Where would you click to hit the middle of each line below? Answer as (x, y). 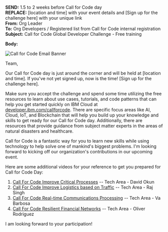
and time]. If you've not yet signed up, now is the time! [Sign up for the (78, 78)
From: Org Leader (24, 23)
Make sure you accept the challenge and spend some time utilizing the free (83, 94)
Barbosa (21, 203)
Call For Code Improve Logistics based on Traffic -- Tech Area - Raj (82, 187)
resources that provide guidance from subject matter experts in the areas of (84, 126)
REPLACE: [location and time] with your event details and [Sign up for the (81, 13)
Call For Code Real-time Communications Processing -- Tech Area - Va (87, 198)
